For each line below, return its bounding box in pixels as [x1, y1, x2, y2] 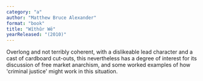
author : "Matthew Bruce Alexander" [6, 15, 97, 21]
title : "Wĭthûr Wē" [6, 26, 56, 32]
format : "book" [6, 20, 45, 26]
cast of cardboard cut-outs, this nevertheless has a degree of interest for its [6, 55, 197, 62]
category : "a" [6, 9, 43, 15]
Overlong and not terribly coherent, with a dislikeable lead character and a [6, 48, 193, 55]
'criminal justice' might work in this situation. [6, 68, 118, 75]
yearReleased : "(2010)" [6, 32, 67, 38]
